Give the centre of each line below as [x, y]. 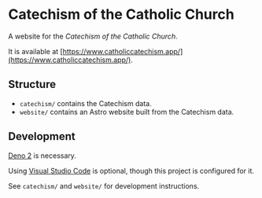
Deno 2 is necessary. [42, 156]
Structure [32, 84]
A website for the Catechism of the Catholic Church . [93, 36]
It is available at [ [35, 51]
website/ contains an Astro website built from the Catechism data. [127, 112]
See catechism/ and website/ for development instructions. [104, 185]
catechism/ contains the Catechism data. [85, 103]
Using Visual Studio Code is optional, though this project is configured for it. [131, 170]
